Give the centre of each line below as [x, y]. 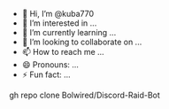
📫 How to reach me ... [63, 52]
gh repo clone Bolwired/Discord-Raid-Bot [85, 95]
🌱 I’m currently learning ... [69, 32]
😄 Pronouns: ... [50, 65]
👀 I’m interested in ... [59, 23]
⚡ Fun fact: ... [46, 74]
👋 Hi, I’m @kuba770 [58, 14]
